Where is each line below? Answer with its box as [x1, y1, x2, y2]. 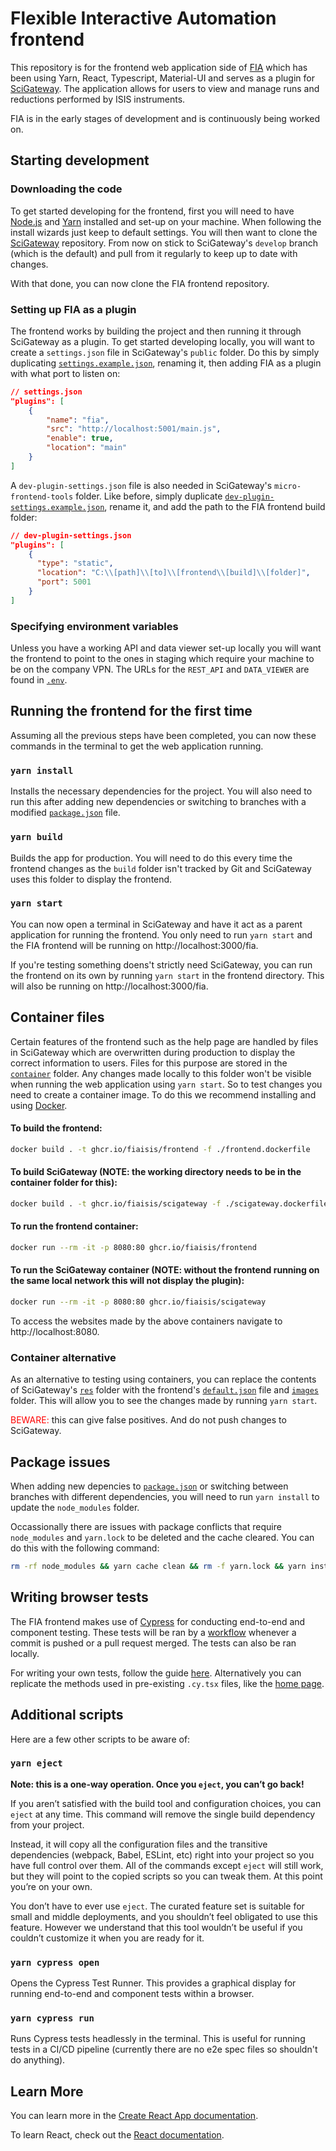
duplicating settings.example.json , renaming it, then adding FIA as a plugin [10, 357, 322, 369]
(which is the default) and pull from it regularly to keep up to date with [10, 247, 298, 259]
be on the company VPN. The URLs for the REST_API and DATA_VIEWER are [10, 663, 310, 676]
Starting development [10, 152, 150, 169]
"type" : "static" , [36, 558, 114, 569]
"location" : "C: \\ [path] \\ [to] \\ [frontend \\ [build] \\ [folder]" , [36, 568, 311, 578]
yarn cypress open [10, 1957, 100, 1968]
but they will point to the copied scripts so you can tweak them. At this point [10, 1870, 323, 1882]
